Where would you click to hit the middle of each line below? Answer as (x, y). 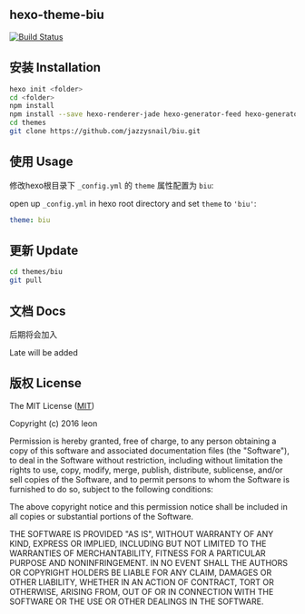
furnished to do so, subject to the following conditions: (111, 489)
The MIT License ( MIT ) (52, 405)
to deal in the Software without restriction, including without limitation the (146, 460)
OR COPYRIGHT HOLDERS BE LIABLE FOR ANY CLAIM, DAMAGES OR (141, 572)
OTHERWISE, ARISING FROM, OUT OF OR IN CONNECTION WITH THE (142, 591)
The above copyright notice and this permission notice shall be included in (148, 506)
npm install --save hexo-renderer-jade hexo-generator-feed (126, 114)
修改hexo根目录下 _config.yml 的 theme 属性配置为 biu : (112, 185)
